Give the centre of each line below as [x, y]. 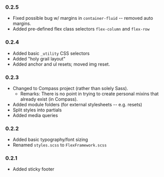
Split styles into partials [37, 110]
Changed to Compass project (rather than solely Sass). [70, 88]
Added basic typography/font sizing [50, 140]
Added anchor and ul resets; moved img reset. [61, 64]
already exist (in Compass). [49, 99]
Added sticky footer [33, 169]
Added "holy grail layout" [39, 58]
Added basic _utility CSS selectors [51, 53]
